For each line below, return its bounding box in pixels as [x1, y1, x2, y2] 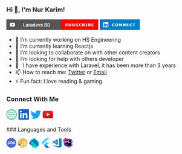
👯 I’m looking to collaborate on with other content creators [15, 49, 160, 56]
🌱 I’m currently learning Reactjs [15, 42, 94, 50]
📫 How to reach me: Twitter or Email [15, 69, 107, 76]
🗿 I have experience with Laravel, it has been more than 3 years [15, 62, 177, 69]
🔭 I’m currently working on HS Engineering [15, 36, 122, 43]
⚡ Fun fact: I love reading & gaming [15, 78, 103, 85]
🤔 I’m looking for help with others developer [15, 56, 124, 63]
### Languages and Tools [6, 126, 71, 133]
